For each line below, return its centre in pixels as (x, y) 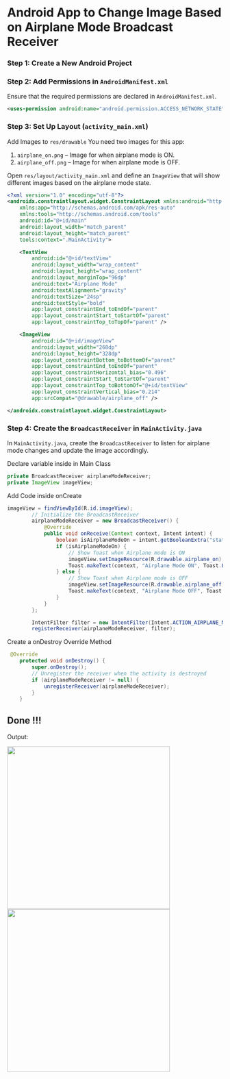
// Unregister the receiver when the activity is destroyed (119, 673)
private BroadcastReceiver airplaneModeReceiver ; (79, 476)
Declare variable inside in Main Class (59, 463)
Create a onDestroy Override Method (59, 642)
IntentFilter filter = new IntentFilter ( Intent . (102, 622)
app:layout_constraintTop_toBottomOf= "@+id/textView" (110, 386)
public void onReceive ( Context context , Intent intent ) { (128, 534)
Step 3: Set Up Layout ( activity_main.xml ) (78, 127)
